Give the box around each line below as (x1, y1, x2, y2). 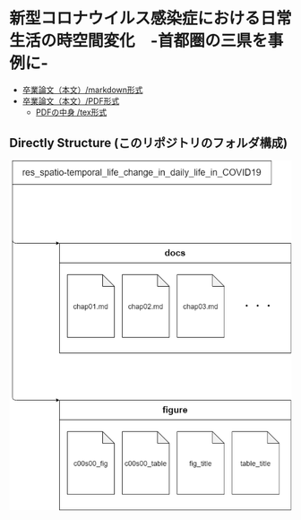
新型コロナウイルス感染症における (9, 8, 262, 29)
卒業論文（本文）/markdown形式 (21, 84, 143, 95)
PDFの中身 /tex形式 (35, 107, 107, 117)
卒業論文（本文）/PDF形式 (21, 95, 120, 106)
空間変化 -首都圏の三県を (72, 30, 269, 51)
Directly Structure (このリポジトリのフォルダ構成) (9, 135, 288, 151)
